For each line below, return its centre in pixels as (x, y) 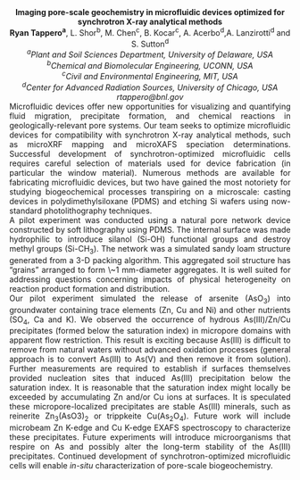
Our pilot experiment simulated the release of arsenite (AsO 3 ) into (150, 299)
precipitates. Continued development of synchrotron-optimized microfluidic (150, 456)
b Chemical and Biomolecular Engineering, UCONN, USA (150, 64)
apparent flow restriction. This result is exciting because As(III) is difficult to (150, 340)
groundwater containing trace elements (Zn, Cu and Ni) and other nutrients (150, 310)
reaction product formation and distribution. (90, 288)
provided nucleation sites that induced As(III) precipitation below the (150, 378)
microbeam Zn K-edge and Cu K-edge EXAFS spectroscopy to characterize (150, 428)
